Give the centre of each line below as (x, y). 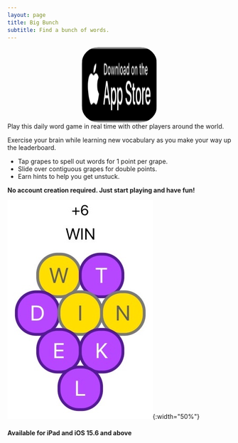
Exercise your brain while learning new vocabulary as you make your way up (119, 140)
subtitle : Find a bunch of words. (59, 30)
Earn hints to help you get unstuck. (69, 177)
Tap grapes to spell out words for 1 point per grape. (93, 162)
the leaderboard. (32, 148)
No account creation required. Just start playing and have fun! (101, 190)
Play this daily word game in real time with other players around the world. (116, 126)
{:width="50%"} (176, 417)
